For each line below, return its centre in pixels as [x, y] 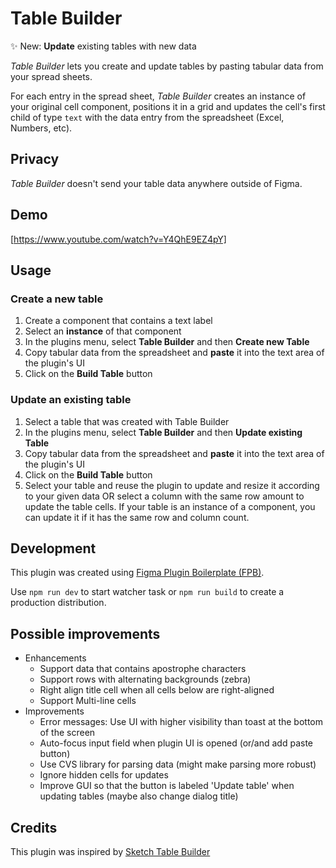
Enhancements [55, 658]
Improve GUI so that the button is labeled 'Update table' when [167, 786]
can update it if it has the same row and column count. [137, 517]
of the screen [67, 733]
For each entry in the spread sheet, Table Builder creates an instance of [158, 96]
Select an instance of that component [103, 331]
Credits [34, 827]
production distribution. [58, 603]
